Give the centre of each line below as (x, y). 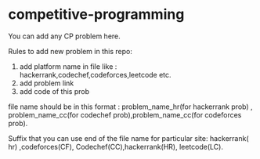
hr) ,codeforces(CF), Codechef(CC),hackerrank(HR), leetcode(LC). (116, 146)
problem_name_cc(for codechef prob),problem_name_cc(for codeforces (125, 114)
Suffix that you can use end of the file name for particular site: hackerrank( (128, 138)
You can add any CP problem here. (65, 36)
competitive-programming (96, 14)
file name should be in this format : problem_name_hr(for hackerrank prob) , (130, 107)
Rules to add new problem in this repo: (70, 51)
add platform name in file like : (68, 66)
